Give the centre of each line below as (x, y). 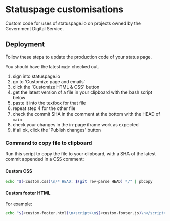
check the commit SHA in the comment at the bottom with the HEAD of (86, 114)
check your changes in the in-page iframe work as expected (76, 124)
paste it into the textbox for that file (49, 103)
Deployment (25, 45)
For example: (19, 204)
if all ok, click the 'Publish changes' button (57, 130)
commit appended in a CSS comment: (45, 159)
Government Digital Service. (35, 28)
